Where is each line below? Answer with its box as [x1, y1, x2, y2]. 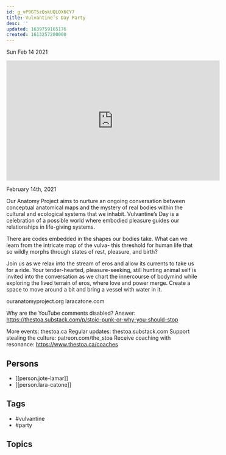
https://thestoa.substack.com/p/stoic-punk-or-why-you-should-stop [6, 316, 178, 323]
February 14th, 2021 [6, 185, 57, 193]
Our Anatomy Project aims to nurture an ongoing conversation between [6, 198, 186, 205]
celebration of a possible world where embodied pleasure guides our [6, 217, 180, 224]
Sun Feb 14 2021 [6, 48, 48, 56]
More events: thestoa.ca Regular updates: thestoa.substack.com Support [6, 328, 190, 335]
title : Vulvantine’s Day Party [6, 15, 86, 21]
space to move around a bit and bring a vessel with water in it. [6, 286, 163, 293]
